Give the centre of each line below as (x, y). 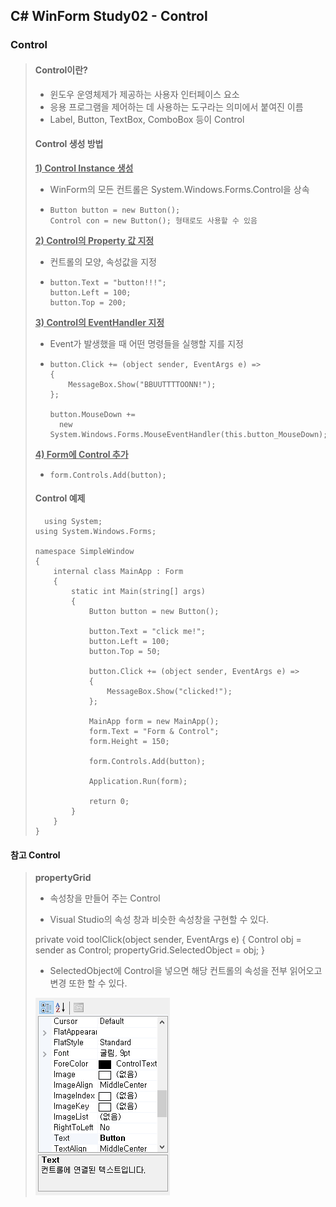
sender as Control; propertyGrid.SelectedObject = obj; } (149, 950)
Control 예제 (60, 498)
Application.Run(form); (138, 781)
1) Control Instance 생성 (84, 168)
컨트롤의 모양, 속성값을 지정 (103, 261)
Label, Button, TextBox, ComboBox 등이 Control (147, 119)
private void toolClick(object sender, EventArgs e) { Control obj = (168, 940)
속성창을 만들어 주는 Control (105, 898)
